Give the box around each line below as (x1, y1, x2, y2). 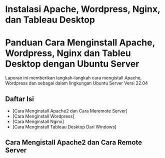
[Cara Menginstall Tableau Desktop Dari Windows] (12, 123, 116, 129)
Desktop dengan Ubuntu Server (5, 58, 139, 69)
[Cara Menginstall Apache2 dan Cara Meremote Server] (12, 107, 127, 113)
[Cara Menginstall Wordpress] (12, 113, 74, 119)
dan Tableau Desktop (5, 14, 95, 25)
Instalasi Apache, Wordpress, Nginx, (5, 3, 160, 15)
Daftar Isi (5, 94, 34, 103)
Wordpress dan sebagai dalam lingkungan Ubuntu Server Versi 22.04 (5, 80, 148, 86)
